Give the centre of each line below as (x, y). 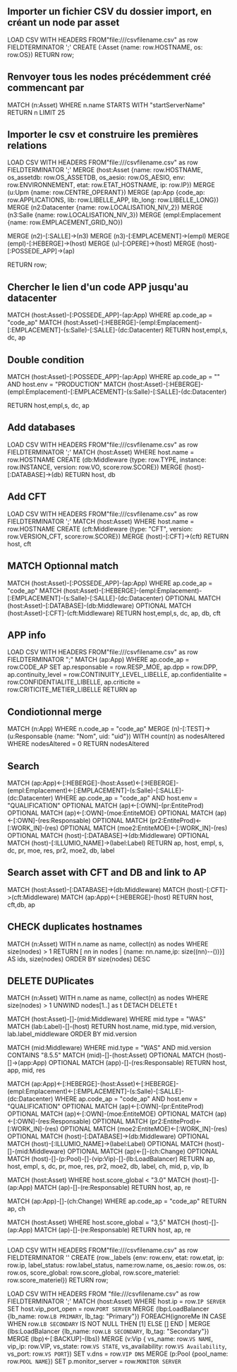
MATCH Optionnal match (63, 566)
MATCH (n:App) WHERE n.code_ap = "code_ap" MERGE (89, 729)
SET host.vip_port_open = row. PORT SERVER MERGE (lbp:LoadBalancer (108, 1309)
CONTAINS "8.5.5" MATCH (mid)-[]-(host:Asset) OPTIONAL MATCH (106, 1055)
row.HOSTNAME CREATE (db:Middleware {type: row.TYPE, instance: (107, 459)
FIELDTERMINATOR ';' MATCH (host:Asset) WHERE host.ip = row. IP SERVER (116, 1301)
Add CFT (27, 497)
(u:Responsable (30, 736)
